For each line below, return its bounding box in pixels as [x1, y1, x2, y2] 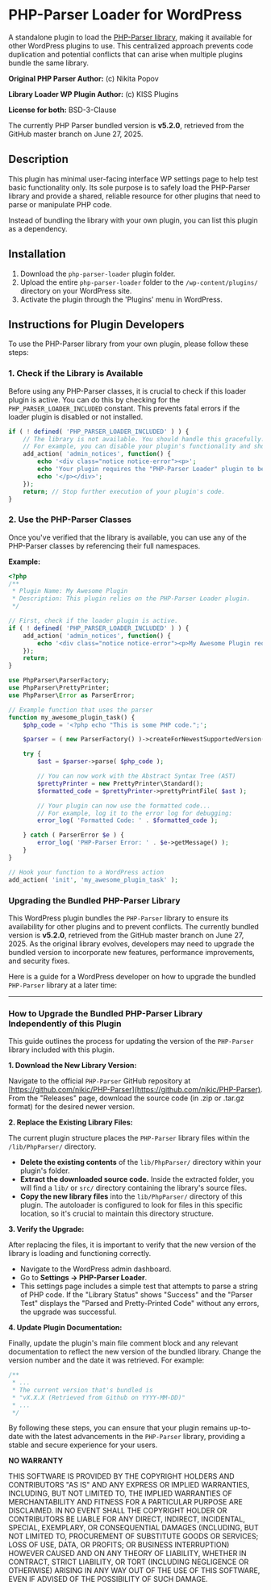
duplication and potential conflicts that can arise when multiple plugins [8, 49, 244, 59]
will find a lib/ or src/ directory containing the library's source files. [19, 1183, 248, 1193]
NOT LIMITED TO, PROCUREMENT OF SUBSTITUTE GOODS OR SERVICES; [8, 1531, 259, 1542]
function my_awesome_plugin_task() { [8, 713, 135, 721]
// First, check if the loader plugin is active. [8, 617, 179, 625]
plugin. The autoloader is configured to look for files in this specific [19, 1200, 244, 1210]
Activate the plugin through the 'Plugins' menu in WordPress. [19, 294, 223, 304]
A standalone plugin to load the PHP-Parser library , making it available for [8, 32, 252, 42]
